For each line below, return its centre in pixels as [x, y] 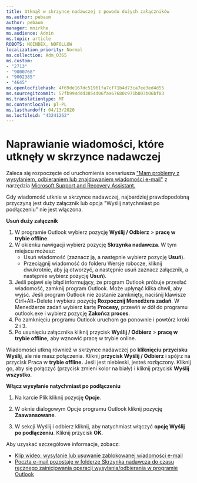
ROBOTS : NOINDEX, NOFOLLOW [39, 45]
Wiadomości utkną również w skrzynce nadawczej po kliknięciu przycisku [97, 350]
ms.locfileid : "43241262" [38, 115]
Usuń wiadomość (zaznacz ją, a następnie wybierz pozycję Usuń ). [104, 257]
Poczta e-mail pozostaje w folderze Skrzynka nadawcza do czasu [94, 462]
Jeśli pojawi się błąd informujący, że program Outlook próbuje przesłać [101, 282]
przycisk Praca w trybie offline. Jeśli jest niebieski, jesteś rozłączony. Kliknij [98, 363]
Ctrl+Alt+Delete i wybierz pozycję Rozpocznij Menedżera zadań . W [97, 301]
